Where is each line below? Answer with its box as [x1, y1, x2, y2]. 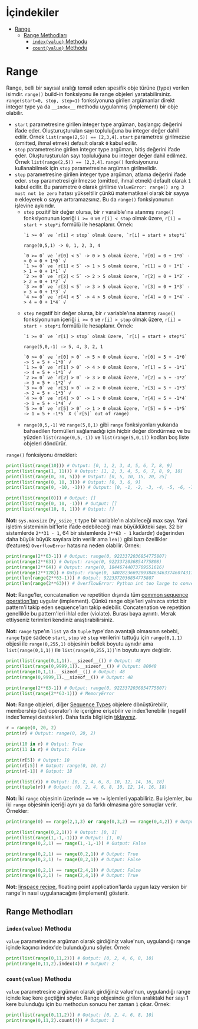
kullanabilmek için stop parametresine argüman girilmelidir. [14, 164, 158, 171]
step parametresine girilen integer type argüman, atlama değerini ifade [14, 171, 187, 178]
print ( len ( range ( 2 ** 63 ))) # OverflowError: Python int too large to [6, 581, 178, 587]
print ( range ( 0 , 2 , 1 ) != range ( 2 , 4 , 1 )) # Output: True [6, 872, 138, 879]
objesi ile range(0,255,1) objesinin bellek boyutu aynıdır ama [6, 640, 153, 647]
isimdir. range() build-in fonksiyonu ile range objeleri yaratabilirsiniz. [6, 90, 172, 97]
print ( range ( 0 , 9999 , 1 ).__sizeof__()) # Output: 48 [6, 674, 133, 680]
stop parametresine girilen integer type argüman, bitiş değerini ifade [14, 145, 180, 153]
